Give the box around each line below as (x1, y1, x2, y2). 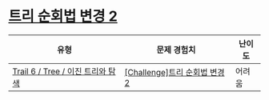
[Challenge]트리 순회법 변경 (124, 66, 225, 78)
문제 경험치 (155, 44, 196, 55)
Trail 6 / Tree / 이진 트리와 (12, 66, 106, 77)
